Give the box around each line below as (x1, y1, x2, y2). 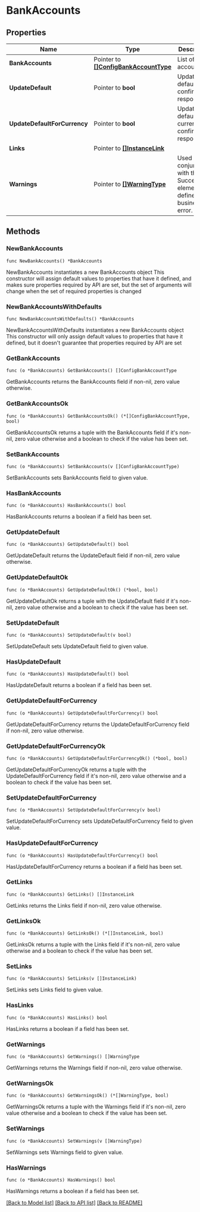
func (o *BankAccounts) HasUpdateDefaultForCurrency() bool (6, 853, 159, 859)
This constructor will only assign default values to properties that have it (6, 332, 183, 340)
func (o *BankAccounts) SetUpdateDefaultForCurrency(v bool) (6, 807, 161, 813)
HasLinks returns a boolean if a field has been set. (6, 1025, 129, 1032)
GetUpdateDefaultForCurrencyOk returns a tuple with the (6, 766, 147, 773)
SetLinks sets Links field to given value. (6, 986, 103, 993)
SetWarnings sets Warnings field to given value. (6, 1149, 124, 1156)
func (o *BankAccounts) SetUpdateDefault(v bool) (6, 632, 132, 639)
